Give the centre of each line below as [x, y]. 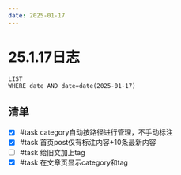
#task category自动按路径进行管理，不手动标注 [96, 132]
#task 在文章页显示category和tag [74, 162]
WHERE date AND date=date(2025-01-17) [72, 86]
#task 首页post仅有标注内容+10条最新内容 [88, 143]
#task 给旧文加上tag [52, 152]
